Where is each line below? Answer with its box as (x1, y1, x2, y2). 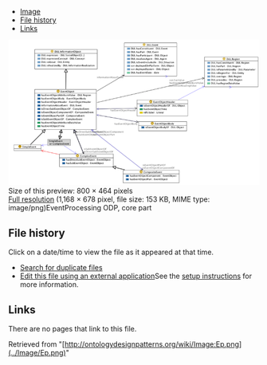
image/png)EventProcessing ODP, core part (8, 203, 152, 213)
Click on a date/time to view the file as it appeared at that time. (8, 247, 214, 257)
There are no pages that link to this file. (8, 324, 137, 333)
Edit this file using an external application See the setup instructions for (19, 271, 253, 281)
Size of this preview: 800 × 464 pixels (8, 186, 133, 196)
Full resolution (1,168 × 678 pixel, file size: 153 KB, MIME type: (8, 194, 210, 204)
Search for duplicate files (19, 263, 103, 273)
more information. (19, 280, 79, 289)
